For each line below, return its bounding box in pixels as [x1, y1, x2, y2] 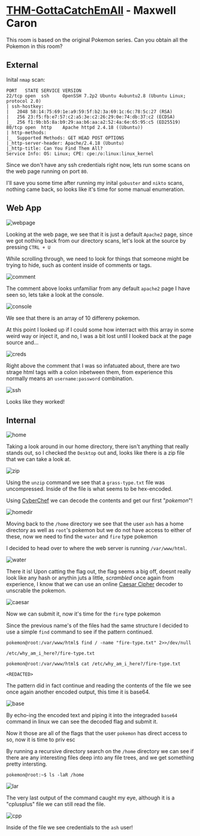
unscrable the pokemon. [6, 587, 66, 595]
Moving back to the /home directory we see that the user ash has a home [6, 520, 184, 527]
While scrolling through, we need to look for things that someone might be [6, 255, 189, 262]
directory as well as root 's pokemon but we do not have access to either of [6, 527, 192, 534]
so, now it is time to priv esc [6, 736, 76, 744]
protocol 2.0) [6, 98, 42, 104]
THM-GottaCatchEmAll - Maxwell [6, 4, 177, 17]
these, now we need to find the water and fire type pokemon [6, 533, 157, 541]
